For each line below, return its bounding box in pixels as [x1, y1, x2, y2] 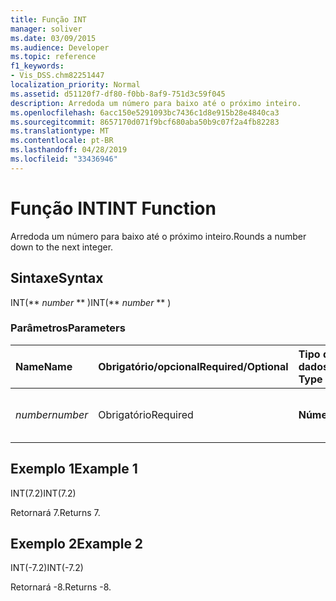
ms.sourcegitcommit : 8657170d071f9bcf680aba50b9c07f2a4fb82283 [10, 117, 280, 127]
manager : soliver [10, 24, 83, 34]
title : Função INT [10, 14, 87, 25]
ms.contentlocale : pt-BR [10, 136, 114, 146]
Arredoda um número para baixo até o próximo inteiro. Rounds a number [10, 230, 307, 242]
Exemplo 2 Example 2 [10, 536, 144, 552]
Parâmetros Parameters [10, 321, 126, 335]
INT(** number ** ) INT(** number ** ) [10, 296, 172, 308]
